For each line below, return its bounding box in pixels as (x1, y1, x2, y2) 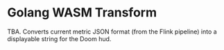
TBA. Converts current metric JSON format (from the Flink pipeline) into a (7, 27, 217, 36)
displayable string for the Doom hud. (7, 34, 112, 42)
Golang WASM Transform (7, 5, 157, 21)
